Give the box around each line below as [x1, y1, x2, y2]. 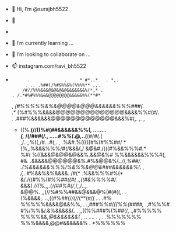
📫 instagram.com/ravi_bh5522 [11, 63, 86, 70]
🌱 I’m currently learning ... [11, 40, 74, 46]
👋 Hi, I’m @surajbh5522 [11, 6, 69, 12]
